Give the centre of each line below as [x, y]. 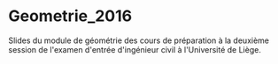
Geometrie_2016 [70, 16]
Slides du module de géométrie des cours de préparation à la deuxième [139, 40]
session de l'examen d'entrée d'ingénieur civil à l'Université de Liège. [135, 49]
